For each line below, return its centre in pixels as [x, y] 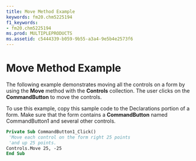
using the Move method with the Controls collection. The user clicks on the [98, 91]
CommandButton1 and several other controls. [61, 121]
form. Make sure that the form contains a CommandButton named [87, 114]
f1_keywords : [22, 22]
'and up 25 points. [33, 143]
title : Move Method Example [41, 11]
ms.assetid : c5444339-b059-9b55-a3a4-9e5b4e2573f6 [70, 39]
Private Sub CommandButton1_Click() [51, 132]
